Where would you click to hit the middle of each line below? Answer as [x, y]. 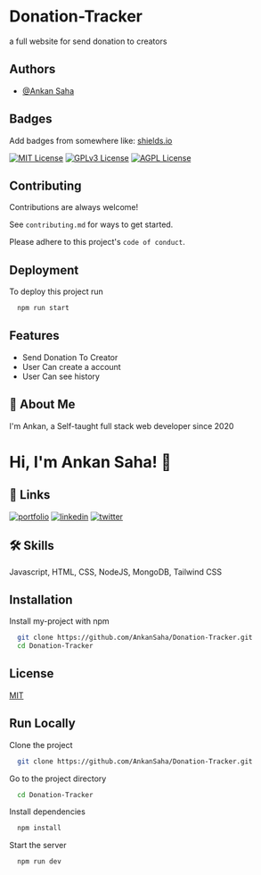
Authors [33, 69]
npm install [40, 829]
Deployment [44, 270]
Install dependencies [48, 812]
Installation [41, 599]
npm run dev [40, 862]
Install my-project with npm [59, 621]
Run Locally [42, 724]
